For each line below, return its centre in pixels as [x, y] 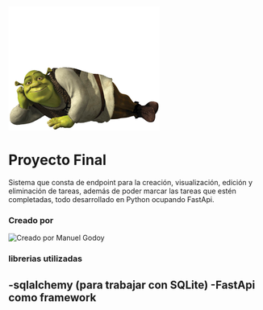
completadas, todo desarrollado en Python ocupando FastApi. [111, 199]
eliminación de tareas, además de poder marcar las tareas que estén [122, 191]
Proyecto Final [58, 160]
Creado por [31, 220]
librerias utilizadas [46, 258]
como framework [52, 298]
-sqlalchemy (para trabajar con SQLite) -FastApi [132, 285]
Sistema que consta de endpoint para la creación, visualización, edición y [130, 182]
